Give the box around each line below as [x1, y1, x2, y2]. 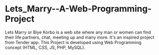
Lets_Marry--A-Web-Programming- [5, 3, 152, 14]
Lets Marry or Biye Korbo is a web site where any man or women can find [5, 29, 151, 35]
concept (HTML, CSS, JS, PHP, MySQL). [5, 44, 86, 50]
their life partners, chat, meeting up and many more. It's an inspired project [5, 34, 155, 40]
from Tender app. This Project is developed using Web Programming [5, 39, 142, 45]
